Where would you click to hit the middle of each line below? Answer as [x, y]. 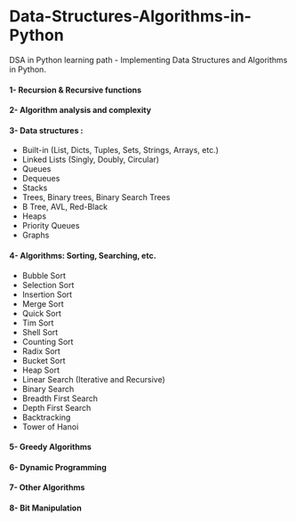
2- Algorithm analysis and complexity [80, 110]
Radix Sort [41, 351]
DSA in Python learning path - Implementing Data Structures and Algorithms [148, 60]
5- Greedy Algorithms [50, 447]
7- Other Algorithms [47, 487]
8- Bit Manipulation [45, 508]
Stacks [35, 188]
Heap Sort [41, 370]
